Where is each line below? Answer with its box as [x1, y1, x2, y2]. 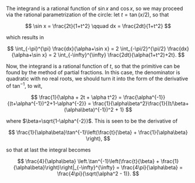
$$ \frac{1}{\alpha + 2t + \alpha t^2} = [31, 94, 123, 101]
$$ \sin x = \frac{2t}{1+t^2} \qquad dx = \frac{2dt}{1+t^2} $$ [25, 23, 171, 29]
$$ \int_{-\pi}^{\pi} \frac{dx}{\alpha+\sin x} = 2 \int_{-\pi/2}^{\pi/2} [6, 45, 166, 52]
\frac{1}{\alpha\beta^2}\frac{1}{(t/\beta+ [92, 99, 189, 107]
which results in [6, 34, 44, 40]
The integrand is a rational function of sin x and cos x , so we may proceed [6, 5, 183, 12]
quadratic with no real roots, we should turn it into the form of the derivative [6, 75, 189, 82]
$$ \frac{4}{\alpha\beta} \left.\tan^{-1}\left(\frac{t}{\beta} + [17, 157, 160, 164]
